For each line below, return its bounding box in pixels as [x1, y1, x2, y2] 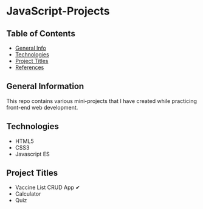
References [15, 64, 44, 71]
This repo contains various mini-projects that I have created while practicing [6, 97, 198, 104]
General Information [6, 81, 84, 91]
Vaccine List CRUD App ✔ [15, 184, 80, 191]
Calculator [15, 190, 41, 197]
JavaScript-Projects [6, 4, 110, 18]
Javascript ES [15, 150, 50, 158]
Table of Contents [6, 28, 76, 39]
